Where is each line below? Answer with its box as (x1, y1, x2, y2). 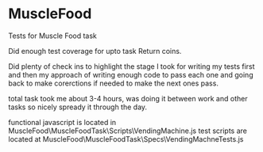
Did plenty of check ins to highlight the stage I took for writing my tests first (8, 61, 256, 71)
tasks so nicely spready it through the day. (8, 102, 148, 112)
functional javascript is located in (8, 117, 117, 127)
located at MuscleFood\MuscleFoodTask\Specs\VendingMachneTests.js (8, 134, 244, 143)
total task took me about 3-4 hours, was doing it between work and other (8, 93, 248, 103)
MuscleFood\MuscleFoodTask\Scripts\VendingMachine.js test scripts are (8, 126, 248, 135)
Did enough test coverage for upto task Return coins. (8, 46, 182, 55)
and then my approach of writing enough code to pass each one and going (8, 70, 253, 79)
